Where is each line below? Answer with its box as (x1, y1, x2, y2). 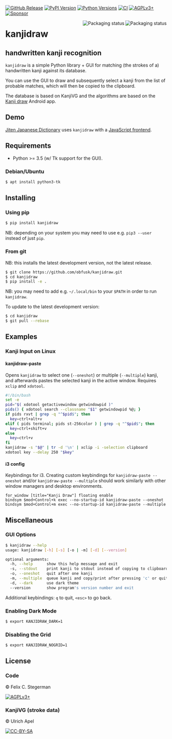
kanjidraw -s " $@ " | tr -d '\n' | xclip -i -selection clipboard (5, 445, 148, 450)
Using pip (5, 209, 30, 216)
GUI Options (5, 531, 36, 538)
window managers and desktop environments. (5, 483, 103, 489)
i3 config (5, 461, 25, 467)
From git (5, 248, 27, 255)
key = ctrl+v (10, 436, 33, 441)
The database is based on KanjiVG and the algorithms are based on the (5, 93, 156, 99)
